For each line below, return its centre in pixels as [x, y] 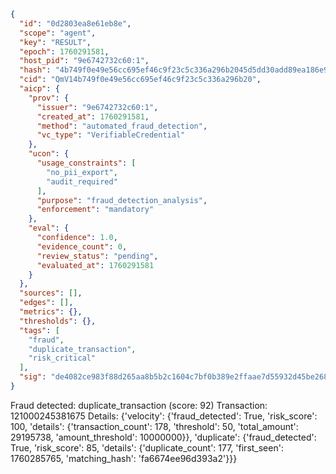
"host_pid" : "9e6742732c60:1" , [84, 61]
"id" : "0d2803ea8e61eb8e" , [75, 23]
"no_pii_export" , [82, 172]
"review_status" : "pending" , [97, 256]
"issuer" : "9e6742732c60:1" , [97, 107]
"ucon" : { [49, 154]
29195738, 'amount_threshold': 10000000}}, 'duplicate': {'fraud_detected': [163, 437]
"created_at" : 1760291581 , [93, 116]
